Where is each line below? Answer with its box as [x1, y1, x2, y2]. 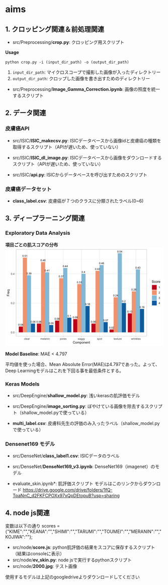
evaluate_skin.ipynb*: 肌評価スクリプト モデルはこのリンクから [12, 481, 143, 487]
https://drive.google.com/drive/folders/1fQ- [22, 487, 113, 493]
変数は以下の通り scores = [5, 523, 60, 529]
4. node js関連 [5, 508, 50, 517]
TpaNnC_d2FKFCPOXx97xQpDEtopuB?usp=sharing [12, 493, 120, 499]
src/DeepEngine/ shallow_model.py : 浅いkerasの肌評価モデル [12, 393, 140, 399]
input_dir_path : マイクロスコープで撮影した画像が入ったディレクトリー [12, 69, 161, 75]
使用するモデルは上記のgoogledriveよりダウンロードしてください [5, 574, 140, 580]
